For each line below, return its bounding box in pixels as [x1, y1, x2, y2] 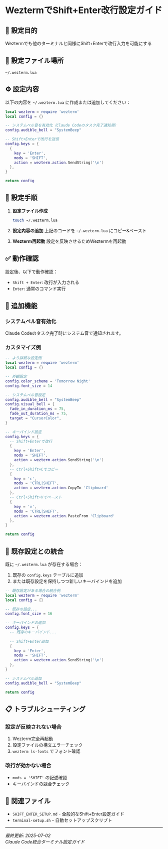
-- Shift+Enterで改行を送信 [5, 136, 59, 142]
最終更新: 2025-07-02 [5, 832, 51, 838]
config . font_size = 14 [5, 383, 52, 388]
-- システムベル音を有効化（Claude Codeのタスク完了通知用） [5, 123, 118, 128]
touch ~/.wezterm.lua [12, 218, 57, 223]
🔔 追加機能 [5, 302, 37, 310]
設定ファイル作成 [12, 208, 48, 214]
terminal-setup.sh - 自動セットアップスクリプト [12, 817, 112, 823]
